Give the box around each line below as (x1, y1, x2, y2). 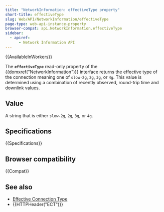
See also (5, 182, 33, 191)
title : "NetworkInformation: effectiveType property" (5, 7, 120, 13)
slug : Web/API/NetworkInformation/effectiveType (5, 17, 109, 22)
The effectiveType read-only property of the (5, 63, 98, 69)
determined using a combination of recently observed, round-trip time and (5, 79, 159, 85)
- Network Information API (18, 40, 75, 45)
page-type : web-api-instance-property (5, 21, 86, 27)
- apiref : (10, 36, 30, 41)
